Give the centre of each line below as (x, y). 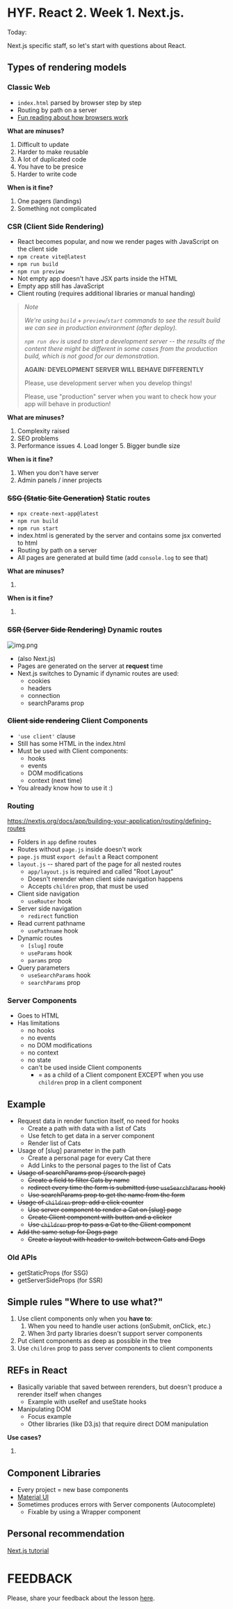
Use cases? (24, 1438)
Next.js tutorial (28, 1550)
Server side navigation (49, 909)
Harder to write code (47, 174)
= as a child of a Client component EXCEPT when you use (121, 1075)
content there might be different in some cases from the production (121, 348)
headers (40, 688)
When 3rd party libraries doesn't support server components (115, 1334)
